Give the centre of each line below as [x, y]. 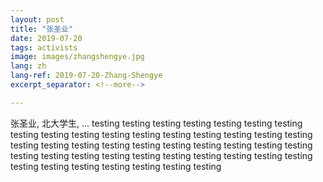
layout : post [37, 19]
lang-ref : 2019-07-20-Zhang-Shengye [86, 76]
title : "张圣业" [42, 29]
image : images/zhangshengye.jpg [77, 57]
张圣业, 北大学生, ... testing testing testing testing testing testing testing [156, 123]
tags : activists [44, 47]
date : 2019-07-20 [46, 38]
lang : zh [28, 66]
